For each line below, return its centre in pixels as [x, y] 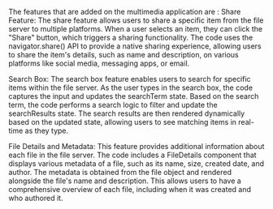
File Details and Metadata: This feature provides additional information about [136, 146]
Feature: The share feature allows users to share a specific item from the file [136, 20]
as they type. [47, 130]
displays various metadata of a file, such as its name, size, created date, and [136, 164]
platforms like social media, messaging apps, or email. [99, 63]
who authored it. [36, 198]
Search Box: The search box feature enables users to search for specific [130, 79]
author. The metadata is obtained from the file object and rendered [120, 172]
